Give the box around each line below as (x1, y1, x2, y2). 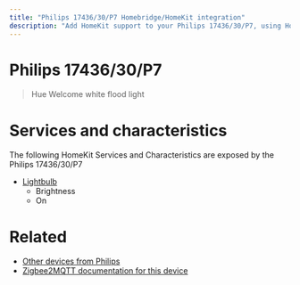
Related (9, 226, 67, 247)
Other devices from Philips (21, 256, 121, 267)
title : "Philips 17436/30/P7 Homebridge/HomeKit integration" (9, 12, 246, 22)
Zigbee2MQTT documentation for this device (21, 265, 188, 276)
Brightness (35, 186, 76, 197)
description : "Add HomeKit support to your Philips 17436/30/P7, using (9, 21, 281, 30)
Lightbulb (21, 176, 58, 187)
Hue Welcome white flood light (30, 89, 145, 100)
